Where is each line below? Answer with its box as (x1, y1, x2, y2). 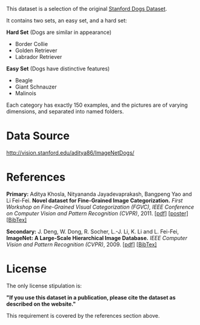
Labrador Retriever (15, 53, 62, 60)
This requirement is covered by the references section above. (6, 312, 160, 319)
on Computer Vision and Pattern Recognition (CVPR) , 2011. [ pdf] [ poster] (6, 209, 189, 217)
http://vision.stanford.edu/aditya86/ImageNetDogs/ (6, 149, 135, 156)
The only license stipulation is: (6, 282, 82, 289)
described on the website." (6, 300, 76, 307)
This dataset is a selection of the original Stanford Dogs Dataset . (6, 5, 167, 12)
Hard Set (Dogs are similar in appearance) (6, 28, 112, 36)
